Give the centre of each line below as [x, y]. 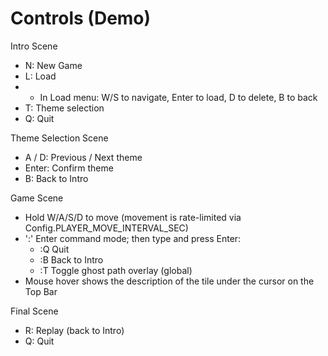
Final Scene [34, 311]
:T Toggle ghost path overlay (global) [116, 270]
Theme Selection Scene [59, 138]
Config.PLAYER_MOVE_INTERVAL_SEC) [106, 228]
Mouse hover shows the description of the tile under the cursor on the [169, 281]
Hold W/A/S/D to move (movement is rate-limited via [133, 217]
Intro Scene [34, 46]
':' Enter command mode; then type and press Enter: [133, 238]
